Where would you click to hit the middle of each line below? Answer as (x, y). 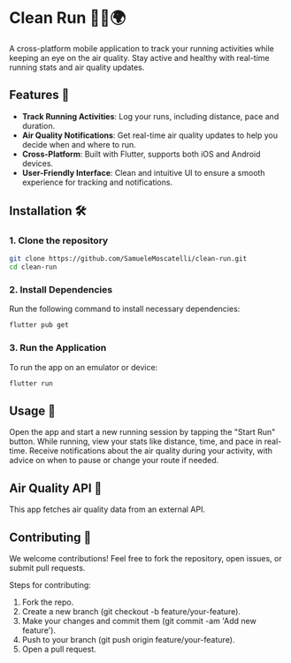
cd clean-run (33, 267)
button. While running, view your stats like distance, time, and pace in (136, 442)
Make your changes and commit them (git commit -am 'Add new (139, 621)
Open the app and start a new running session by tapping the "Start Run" (142, 432)
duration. (38, 126)
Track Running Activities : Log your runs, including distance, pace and (150, 116)
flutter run (31, 383)
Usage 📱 (32, 411)
